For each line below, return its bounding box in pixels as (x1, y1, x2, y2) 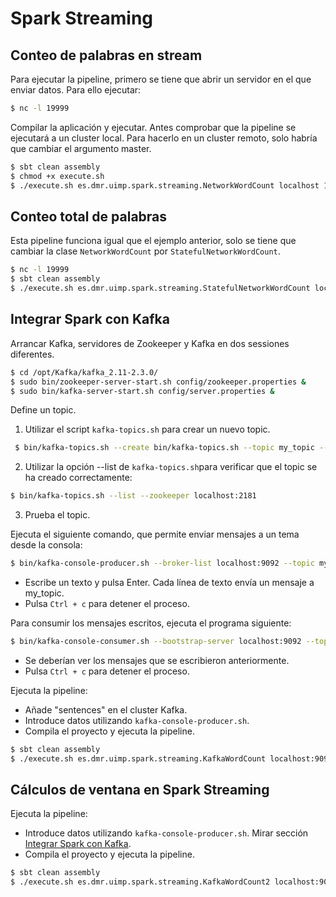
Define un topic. (10, 404, 77, 416)
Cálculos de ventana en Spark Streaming (10, 782, 270, 799)
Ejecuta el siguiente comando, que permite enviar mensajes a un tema (10, 528, 300, 541)
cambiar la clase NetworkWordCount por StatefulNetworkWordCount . (10, 245, 281, 257)
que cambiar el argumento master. (10, 142, 152, 154)
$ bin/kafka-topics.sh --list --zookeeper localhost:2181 (10, 491, 257, 501)
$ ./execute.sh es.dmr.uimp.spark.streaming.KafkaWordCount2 (10, 877, 271, 887)
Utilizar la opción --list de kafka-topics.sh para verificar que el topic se (24, 461, 318, 473)
